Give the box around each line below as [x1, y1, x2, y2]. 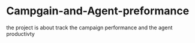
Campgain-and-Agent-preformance [6, 4, 190, 18]
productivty [6, 30, 35, 37]
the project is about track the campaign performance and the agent [6, 24, 173, 31]
